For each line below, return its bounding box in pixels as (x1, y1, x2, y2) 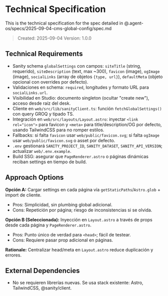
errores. (5, 252, 22, 258)
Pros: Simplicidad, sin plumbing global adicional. (12, 201, 113, 207)
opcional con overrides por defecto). (12, 79, 89, 85)
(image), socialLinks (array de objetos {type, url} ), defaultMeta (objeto (12, 74, 163, 80)
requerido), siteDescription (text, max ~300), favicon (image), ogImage (12, 68, 160, 74)
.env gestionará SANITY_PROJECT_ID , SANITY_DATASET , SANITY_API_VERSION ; (12, 143, 163, 149)
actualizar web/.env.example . (12, 148, 72, 154)
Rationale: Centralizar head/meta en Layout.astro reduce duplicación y (5, 246, 153, 252)
